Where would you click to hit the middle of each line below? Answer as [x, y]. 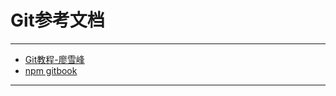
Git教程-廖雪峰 [54, 59]
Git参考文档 [57, 20]
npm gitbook [51, 70]
